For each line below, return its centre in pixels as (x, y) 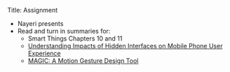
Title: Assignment (33, 10)
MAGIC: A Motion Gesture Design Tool (83, 61)
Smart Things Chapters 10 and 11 (75, 38)
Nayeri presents (40, 23)
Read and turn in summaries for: (64, 31)
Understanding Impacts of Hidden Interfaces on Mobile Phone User (125, 46)
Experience (44, 53)
